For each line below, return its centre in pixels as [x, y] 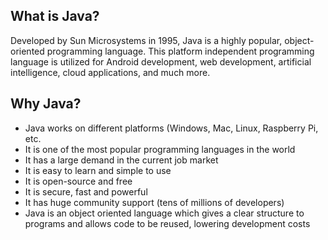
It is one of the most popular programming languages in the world [160, 149]
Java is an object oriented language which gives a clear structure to [164, 213]
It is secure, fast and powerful [86, 191]
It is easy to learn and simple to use [98, 170]
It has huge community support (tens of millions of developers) [154, 202]
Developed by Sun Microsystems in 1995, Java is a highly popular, [146, 40]
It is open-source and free [78, 181]
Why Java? [46, 104]
